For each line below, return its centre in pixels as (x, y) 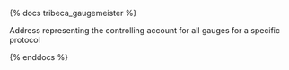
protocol (25, 40)
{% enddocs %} (39, 57)
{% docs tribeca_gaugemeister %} (73, 13)
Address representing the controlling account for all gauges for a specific (145, 30)
